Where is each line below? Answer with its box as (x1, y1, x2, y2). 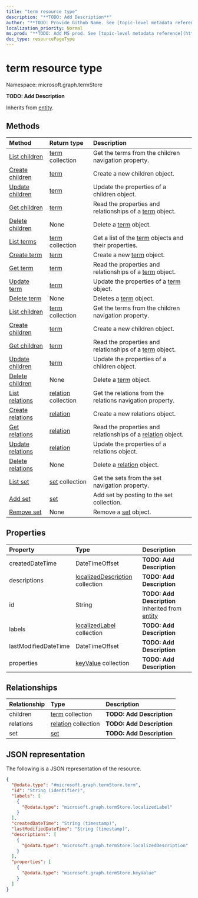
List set (9, 477, 29, 485)
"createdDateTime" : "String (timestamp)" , (11, 821, 117, 826)
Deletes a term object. (93, 294, 154, 302)
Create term (9, 251, 42, 259)
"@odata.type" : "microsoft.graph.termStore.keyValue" (21, 870, 157, 876)
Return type (49, 138, 84, 147)
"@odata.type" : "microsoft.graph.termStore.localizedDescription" (21, 842, 189, 848)
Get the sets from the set (93, 474, 162, 482)
